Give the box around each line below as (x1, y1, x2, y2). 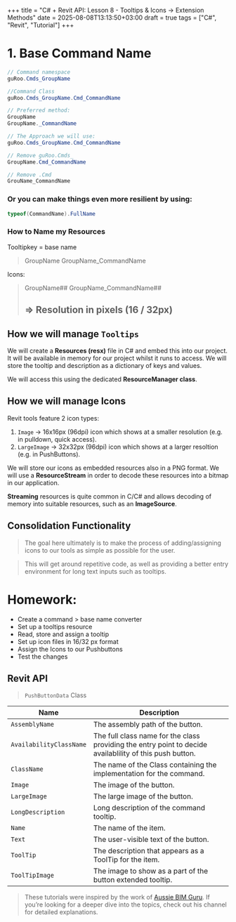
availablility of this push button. (93, 749, 196, 758)
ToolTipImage (11, 871, 55, 880)
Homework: (7, 591, 77, 607)
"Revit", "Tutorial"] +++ (7, 21, 74, 29)
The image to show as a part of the (93, 867, 209, 876)
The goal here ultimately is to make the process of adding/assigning (24, 539, 221, 547)
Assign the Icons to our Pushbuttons (17, 645, 123, 653)
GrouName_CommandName (7, 178, 71, 185)
